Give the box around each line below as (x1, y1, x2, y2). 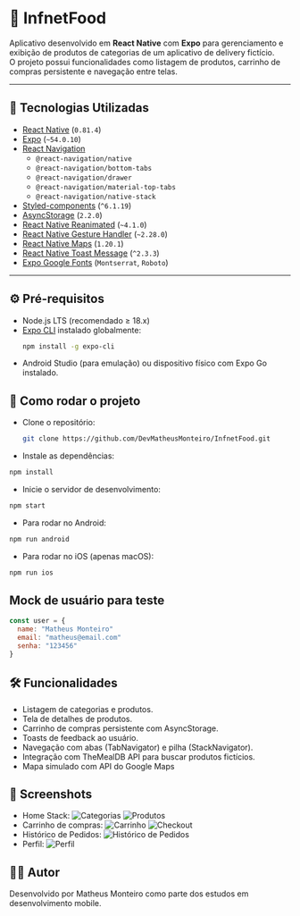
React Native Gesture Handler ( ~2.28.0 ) (21, 228, 168, 240)
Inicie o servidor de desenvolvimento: (21, 484, 161, 494)
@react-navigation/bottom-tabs (35, 164, 153, 172)
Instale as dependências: (21, 450, 114, 461)
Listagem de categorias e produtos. (21, 703, 154, 714)
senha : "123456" (17, 642, 78, 651)
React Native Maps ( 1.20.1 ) (21, 238, 124, 248)
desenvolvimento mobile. (9, 898, 102, 909)
